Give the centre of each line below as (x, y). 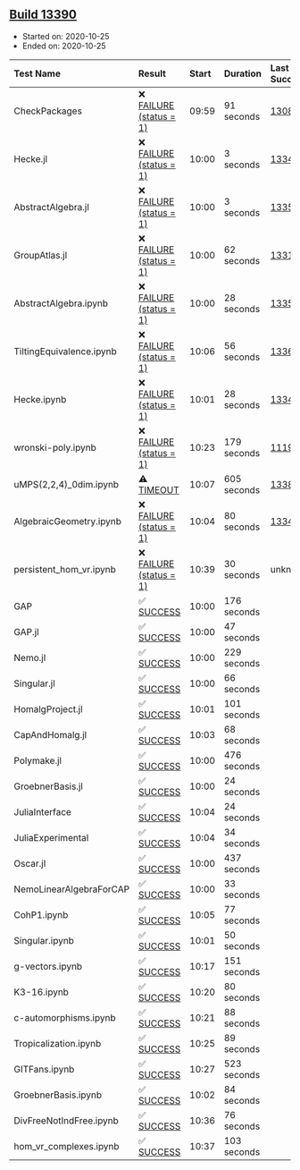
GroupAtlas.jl (41, 255)
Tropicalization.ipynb (58, 1043)
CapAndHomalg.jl (50, 734)
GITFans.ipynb (44, 1069)
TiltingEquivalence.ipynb (66, 351)
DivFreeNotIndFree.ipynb (66, 1120)
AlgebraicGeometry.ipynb (68, 521)
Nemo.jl (30, 657)
